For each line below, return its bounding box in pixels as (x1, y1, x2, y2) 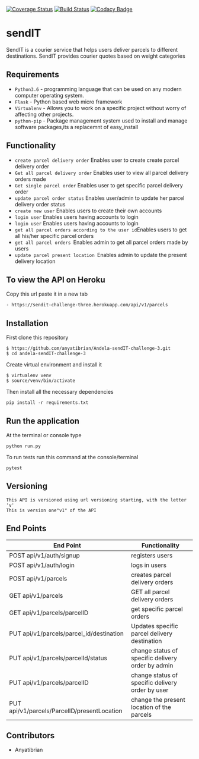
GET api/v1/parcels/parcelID (9, 609, 89, 617)
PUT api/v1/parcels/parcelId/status (9, 654, 108, 662)
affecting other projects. (14, 111, 74, 118)
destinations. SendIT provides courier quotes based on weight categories (6, 52, 185, 59)
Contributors (6, 730, 55, 741)
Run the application (6, 416, 80, 426)
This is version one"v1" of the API (6, 507, 97, 513)
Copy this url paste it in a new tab (6, 290, 88, 297)
